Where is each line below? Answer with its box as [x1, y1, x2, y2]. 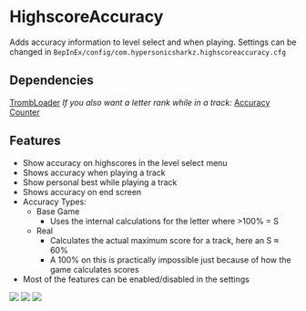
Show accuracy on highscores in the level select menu [22, 157, 228, 168]
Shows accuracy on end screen [22, 186, 142, 197]
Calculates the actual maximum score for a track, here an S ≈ [49, 234, 280, 245]
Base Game [36, 205, 80, 216]
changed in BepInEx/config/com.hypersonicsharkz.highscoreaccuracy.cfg [9, 46, 287, 57]
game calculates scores [49, 264, 139, 275]
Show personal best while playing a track [22, 176, 178, 188]
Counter [9, 107, 41, 118]
